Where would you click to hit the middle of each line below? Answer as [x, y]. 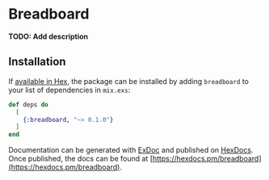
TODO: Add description [48, 36]
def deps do [28, 105]
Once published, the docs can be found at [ [81, 159]
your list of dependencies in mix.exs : [69, 90]
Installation [37, 62]
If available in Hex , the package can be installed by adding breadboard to [128, 81]
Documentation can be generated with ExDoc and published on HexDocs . [131, 150]
